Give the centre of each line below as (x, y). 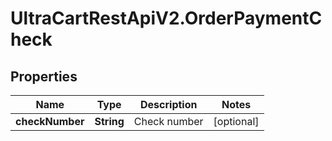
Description (169, 104)
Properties (44, 76)
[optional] (236, 121)
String (109, 121)
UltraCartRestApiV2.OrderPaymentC (166, 18)
